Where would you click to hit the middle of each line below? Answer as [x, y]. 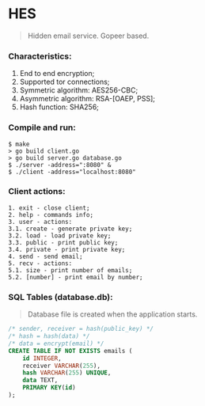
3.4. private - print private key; [67, 249]
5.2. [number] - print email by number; [76, 277]
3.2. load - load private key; [60, 235]
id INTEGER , [42, 358]
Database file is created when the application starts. [112, 314]
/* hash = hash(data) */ [49, 336]
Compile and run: [42, 127]
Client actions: [37, 192]
